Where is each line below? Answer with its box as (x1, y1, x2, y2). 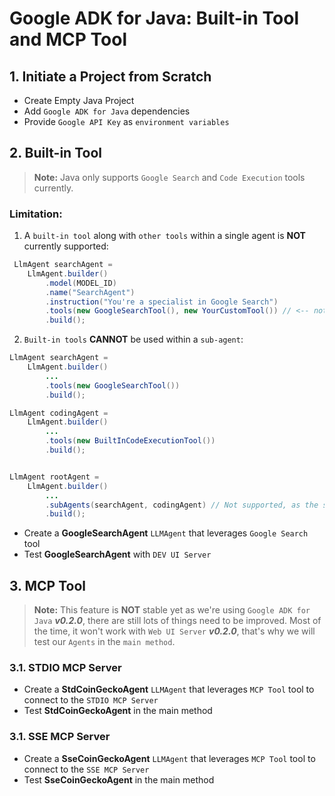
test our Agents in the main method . (33, 636, 176, 648)
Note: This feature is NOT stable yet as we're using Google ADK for (33, 604, 311, 616)
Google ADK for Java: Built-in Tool (9, 7, 299, 30)
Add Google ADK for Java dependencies (23, 105, 191, 117)
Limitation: (9, 207, 63, 221)
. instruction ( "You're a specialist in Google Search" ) (45, 297, 279, 307)
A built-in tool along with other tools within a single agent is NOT (23, 230, 306, 242)
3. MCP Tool (9, 577, 86, 594)
